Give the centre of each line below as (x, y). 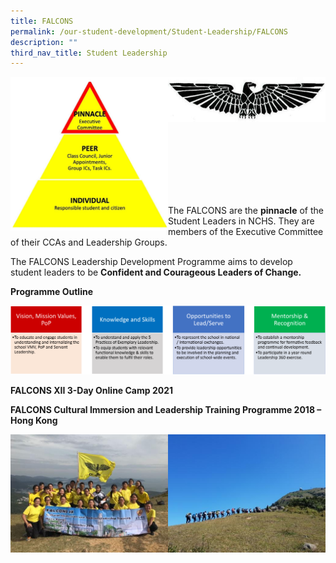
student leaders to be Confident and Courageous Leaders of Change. (156, 272)
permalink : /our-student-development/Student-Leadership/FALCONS (149, 31)
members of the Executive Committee (246, 231)
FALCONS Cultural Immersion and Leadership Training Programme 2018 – (166, 409)
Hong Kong (34, 420)
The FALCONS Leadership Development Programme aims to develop (151, 261)
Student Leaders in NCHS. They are (241, 221)
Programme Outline (52, 291)
